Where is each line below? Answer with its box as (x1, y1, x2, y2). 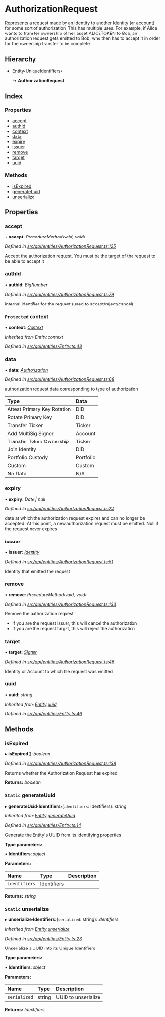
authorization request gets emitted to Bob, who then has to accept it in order (5, 35, 160, 41)
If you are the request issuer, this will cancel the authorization (12, 620, 137, 626)
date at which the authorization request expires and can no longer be (5, 515, 145, 521)
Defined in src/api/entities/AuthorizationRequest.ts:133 (5, 601, 117, 607)
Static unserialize (5, 905, 49, 912)
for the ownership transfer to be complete (5, 40, 90, 46)
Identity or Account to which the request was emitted (5, 668, 113, 674)
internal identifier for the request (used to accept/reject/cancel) (5, 301, 134, 306)
